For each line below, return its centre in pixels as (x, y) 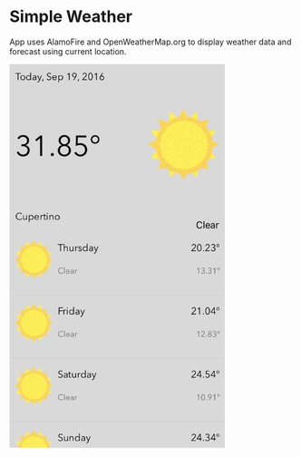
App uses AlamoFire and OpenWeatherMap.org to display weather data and (150, 42)
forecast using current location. (68, 51)
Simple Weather (71, 17)
